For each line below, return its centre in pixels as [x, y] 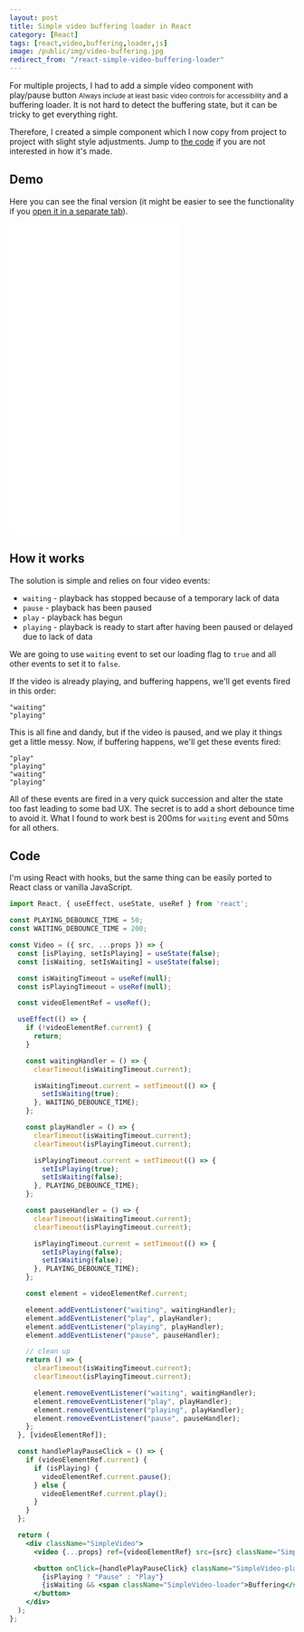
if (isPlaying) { [66, 1468]
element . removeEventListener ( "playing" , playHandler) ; [139, 1410]
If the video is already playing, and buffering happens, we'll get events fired [150, 681]
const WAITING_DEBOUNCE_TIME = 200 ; [78, 929]
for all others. [34, 827]
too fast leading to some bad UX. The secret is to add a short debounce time [152, 808]
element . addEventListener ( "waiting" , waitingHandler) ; [131, 1310]
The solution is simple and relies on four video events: [110, 580]
